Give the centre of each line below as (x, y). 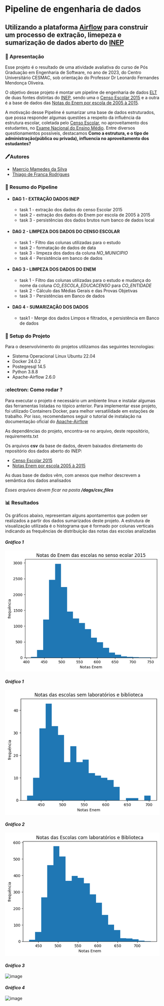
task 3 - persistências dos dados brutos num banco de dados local (87, 220)
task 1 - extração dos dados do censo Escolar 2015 (71, 210)
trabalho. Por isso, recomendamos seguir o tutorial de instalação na (73, 416)
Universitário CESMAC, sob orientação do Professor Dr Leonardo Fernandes (82, 78)
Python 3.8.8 (25, 372)
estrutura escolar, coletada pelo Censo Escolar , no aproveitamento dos (77, 123)
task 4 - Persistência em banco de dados (61, 258)
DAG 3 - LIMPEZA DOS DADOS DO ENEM (54, 269)
